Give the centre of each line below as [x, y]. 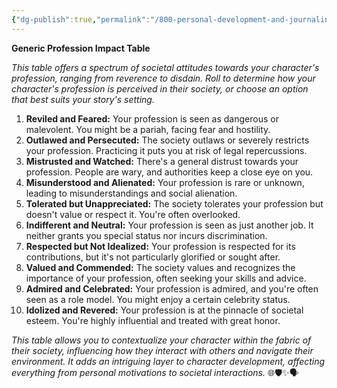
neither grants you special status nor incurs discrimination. [146, 235]
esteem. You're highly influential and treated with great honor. [153, 320]
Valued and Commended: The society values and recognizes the [160, 267]
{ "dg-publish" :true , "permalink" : [81, 19]
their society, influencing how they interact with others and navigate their [162, 350]
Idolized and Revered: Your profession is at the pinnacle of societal [164, 310]
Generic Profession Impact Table [81, 48]
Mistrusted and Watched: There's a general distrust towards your [162, 161]
